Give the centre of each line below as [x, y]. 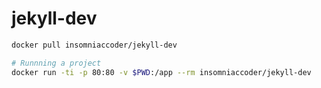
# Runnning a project [56, 63]
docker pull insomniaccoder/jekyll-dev [94, 45]
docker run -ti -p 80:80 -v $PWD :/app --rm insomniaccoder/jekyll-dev [161, 72]
